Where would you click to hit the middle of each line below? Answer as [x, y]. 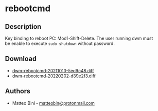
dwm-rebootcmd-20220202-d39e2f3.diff [54, 76]
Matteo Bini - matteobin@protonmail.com [53, 103]
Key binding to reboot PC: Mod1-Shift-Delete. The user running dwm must [79, 38]
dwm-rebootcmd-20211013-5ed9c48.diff [53, 70]
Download [21, 59]
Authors [18, 91]
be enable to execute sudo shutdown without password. [60, 44]
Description [23, 27]
